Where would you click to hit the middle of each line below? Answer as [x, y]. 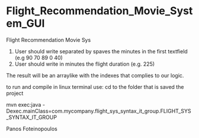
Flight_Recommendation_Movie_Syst [99, 11]
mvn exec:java [24, 104]
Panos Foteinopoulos [32, 129]
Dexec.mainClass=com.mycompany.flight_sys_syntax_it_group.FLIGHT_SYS [99, 111]
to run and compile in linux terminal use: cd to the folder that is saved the [95, 86]
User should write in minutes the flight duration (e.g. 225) [85, 64]
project [15, 93]
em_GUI [25, 23]
